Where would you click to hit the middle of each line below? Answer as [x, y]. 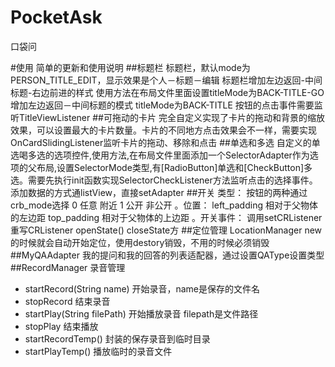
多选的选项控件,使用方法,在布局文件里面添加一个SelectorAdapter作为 [168, 155]
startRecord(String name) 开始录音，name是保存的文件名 [142, 288]
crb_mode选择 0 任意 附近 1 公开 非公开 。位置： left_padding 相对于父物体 [164, 205]
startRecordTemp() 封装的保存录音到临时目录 [117, 338]
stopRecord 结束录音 [67, 301]
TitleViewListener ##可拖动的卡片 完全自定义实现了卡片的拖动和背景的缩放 [171, 117]
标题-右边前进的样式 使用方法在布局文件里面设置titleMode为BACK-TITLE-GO [167, 92]
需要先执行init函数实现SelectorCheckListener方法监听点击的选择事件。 [172, 180]
